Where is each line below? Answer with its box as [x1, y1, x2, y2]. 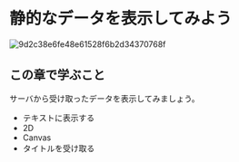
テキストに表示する [22, 112, 95, 123]
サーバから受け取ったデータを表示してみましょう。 [9, 92, 200, 104]
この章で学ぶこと [9, 67, 105, 82]
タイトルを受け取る [22, 142, 95, 154]
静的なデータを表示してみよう [9, 8, 233, 29]
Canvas [22, 132, 52, 143]
